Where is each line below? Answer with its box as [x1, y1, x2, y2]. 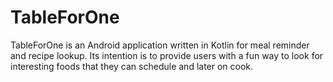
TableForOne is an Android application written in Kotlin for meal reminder [10, 39, 310, 51]
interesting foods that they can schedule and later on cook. [10, 60, 254, 72]
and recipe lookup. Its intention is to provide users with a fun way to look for [10, 49, 324, 61]
